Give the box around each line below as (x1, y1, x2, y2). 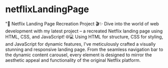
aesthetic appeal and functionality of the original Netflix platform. (5, 57, 141, 63)
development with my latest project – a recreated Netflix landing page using (5, 28, 163, 34)
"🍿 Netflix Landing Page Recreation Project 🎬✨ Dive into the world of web (5, 20, 159, 26)
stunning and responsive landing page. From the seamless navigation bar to (5, 46, 163, 52)
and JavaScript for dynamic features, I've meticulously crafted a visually (5, 41, 156, 47)
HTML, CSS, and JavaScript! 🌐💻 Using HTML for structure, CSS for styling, (5, 33, 163, 40)
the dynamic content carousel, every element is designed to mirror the (5, 52, 152, 58)
